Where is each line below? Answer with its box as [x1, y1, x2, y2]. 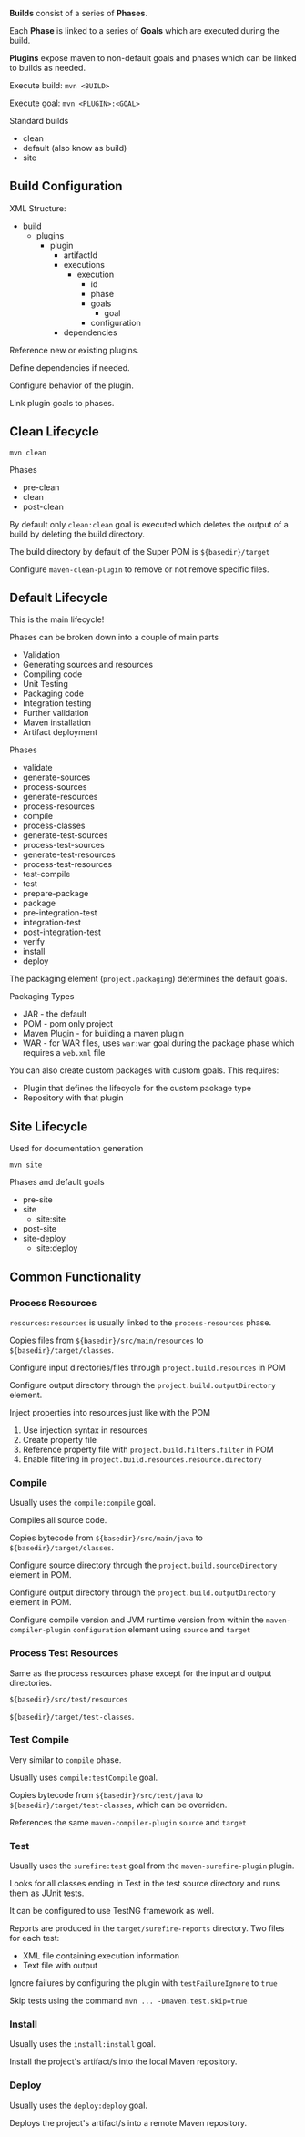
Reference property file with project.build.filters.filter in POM [22, 1444, 275, 1455]
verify [22, 936, 46, 947]
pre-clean [22, 482, 60, 493]
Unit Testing [22, 679, 68, 690]
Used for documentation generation [9, 1143, 144, 1154]
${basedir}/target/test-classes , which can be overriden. [9, 1799, 228, 1810]
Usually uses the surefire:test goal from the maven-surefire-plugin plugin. [9, 1860, 295, 1871]
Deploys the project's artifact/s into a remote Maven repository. [9, 2117, 248, 2128]
